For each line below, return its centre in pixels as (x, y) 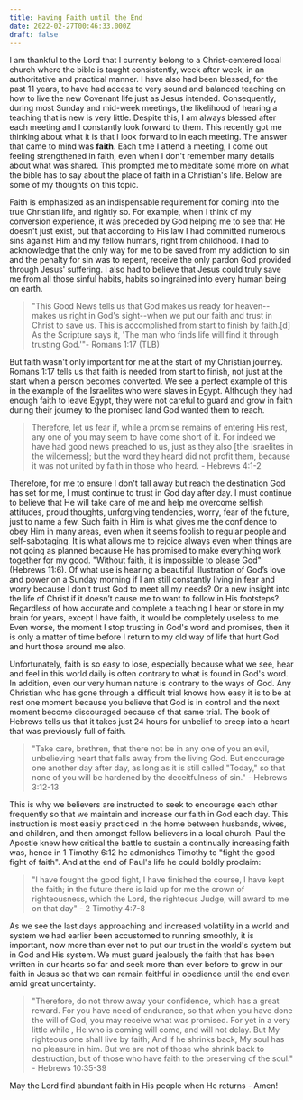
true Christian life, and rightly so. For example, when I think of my (130, 212)
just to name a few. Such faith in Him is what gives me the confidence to (143, 522)
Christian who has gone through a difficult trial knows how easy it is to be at (150, 693)
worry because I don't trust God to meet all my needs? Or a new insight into (150, 589)
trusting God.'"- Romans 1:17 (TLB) (96, 345)
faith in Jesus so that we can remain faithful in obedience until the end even (150, 974)
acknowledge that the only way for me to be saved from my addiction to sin (150, 250)
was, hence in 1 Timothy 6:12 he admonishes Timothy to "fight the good (142, 853)
